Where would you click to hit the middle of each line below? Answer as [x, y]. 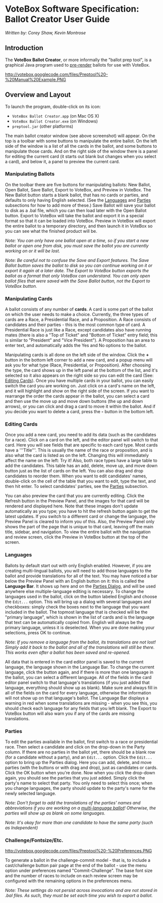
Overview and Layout [38, 95]
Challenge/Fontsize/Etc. [34, 840]
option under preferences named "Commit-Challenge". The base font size [79, 870]
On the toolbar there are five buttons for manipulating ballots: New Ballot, [78, 184]
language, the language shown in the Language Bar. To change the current [80, 667]
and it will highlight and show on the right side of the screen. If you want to [80, 391]
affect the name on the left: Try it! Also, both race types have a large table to [81, 461]
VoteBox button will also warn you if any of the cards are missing [70, 713]
